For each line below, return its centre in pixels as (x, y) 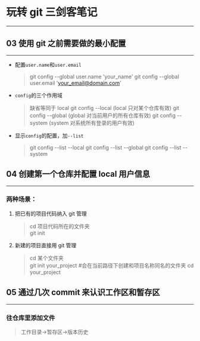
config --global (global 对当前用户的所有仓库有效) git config (103, 115)
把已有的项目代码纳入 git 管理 (51, 213)
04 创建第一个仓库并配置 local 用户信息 (78, 174)
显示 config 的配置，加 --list (49, 136)
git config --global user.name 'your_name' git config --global (104, 76)
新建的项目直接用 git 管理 (46, 245)
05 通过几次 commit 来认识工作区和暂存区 (83, 292)
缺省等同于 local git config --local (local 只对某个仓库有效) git (104, 107)
